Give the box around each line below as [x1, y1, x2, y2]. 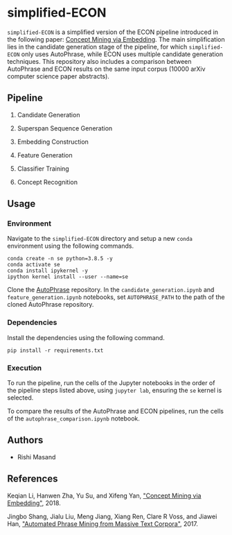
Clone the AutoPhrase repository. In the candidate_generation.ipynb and [7, 286, 215, 294]
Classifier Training [17, 164, 69, 173]
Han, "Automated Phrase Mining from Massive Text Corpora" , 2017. [7, 519, 199, 528]
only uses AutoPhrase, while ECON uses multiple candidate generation [21, 50, 224, 58]
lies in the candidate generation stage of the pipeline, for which [7, 42, 188, 51]
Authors [7, 434, 44, 446]
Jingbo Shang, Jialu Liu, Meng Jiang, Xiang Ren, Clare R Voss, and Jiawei [7, 512, 217, 520]
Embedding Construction [17, 137, 89, 146]
